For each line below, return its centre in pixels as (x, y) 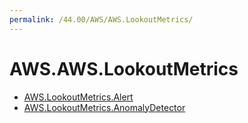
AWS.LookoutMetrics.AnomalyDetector (104, 107)
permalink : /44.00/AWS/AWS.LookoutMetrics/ (101, 19)
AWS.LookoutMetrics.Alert (78, 97)
